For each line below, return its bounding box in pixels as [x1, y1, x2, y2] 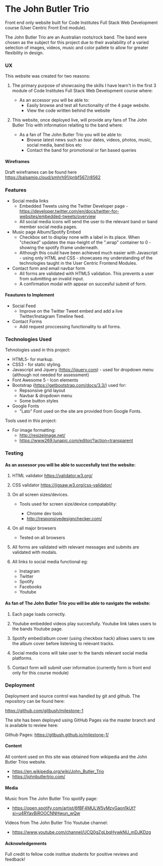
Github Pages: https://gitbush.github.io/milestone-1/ [5, 732, 109, 738]
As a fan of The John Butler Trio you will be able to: [19, 132, 123, 138]
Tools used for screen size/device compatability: [19, 501, 117, 507]
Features [5, 187, 27, 193]
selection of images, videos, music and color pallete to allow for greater [5, 44, 148, 50]
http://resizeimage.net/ [19, 432, 66, 438]
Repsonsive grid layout [19, 387, 66, 394]
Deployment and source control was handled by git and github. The [5, 693, 140, 699]
